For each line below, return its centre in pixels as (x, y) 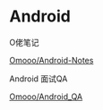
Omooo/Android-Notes (51, 60)
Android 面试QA (39, 79)
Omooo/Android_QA (46, 97)
